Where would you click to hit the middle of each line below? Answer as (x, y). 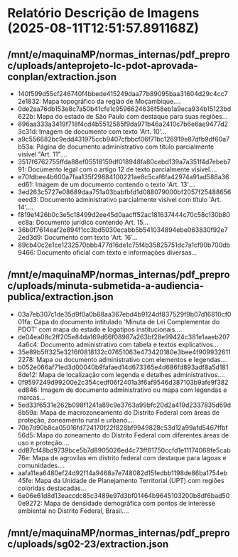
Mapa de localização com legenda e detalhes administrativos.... (132, 374)
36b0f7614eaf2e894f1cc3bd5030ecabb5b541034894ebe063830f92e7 (123, 230)
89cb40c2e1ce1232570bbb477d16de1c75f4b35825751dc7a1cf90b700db (124, 245)
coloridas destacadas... (52, 488)
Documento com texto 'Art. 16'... (91, 237)
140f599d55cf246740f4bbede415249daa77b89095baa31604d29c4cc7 (123, 94)
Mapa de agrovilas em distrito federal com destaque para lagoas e (129, 457)
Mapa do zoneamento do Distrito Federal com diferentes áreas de (133, 435)
